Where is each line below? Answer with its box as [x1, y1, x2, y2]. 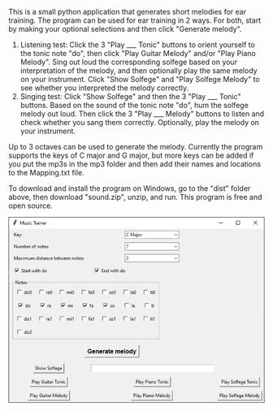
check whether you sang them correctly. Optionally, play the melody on [19, 118, 260, 127]
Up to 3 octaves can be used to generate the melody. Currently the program [8, 142, 263, 151]
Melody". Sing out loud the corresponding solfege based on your [19, 57, 238, 67]
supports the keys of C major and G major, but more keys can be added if [8, 150, 254, 160]
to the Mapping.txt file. [8, 168, 84, 177]
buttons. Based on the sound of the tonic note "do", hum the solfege [19, 101, 249, 110]
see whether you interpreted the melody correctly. [19, 83, 189, 93]
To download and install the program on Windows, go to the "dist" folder [8, 184, 251, 193]
